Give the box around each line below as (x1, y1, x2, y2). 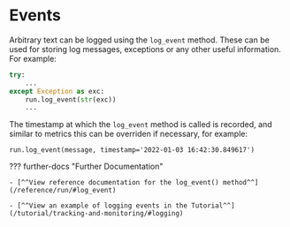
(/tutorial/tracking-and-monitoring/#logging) (9, 209, 184, 218)
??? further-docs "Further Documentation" (9, 161, 164, 172)
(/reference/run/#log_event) (9, 186, 117, 195)
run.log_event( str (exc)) (25, 95, 117, 104)
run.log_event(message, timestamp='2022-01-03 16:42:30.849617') (9, 146, 255, 155)
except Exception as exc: (9, 87, 104, 95)
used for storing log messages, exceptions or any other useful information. (9, 43, 281, 54)
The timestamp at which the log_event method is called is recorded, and (9, 119, 272, 130)
